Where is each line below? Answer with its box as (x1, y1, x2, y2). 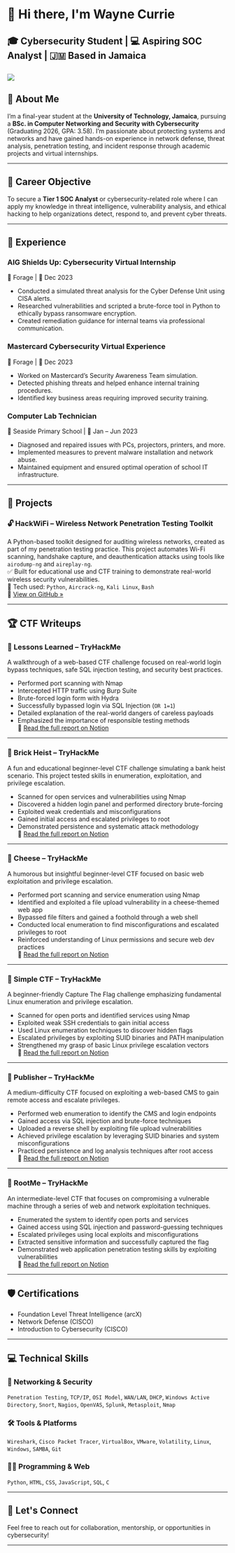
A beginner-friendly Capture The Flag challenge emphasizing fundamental (7, 990, 222, 998)
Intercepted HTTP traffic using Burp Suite (17, 686, 138, 695)
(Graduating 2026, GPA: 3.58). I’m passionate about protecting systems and (7, 126, 226, 135)
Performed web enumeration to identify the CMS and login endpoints (17, 1109, 217, 1118)
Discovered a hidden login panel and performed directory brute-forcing (17, 799, 223, 808)
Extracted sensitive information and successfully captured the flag (17, 1237, 209, 1246)
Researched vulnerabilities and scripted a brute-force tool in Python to (17, 301, 220, 311)
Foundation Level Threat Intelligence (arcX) (17, 1310, 142, 1318)
